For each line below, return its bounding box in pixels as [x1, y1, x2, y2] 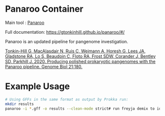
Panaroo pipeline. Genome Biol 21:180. [5, 64, 82, 70]
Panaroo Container [5, 3, 83, 15]
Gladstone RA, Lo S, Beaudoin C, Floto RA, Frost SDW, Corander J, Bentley [5, 53, 156, 59]
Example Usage [5, 81, 70, 92]
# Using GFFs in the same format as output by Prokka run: [5, 97, 129, 102]
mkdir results [5, 101, 34, 106]
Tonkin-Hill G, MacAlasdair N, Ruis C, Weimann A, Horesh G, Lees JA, [5, 48, 146, 54]
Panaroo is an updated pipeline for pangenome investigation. [5, 38, 129, 45]
